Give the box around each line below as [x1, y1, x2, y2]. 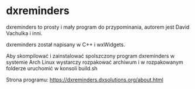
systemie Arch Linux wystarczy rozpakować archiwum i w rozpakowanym [6, 59, 184, 66]
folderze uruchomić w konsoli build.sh [6, 64, 98, 71]
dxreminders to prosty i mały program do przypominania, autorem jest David [6, 23, 190, 30]
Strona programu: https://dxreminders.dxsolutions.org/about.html [6, 76, 163, 83]
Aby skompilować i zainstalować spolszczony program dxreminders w [6, 52, 175, 59]
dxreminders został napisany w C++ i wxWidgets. [6, 41, 126, 48]
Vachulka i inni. [6, 29, 43, 36]
